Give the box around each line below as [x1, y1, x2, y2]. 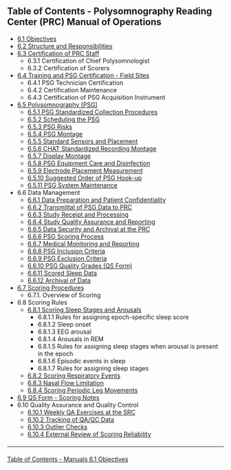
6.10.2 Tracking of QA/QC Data [27, 415, 115, 423]
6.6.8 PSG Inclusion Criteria [27, 247, 105, 255]
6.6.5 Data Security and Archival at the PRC [27, 225, 151, 233]
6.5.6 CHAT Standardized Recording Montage [27, 144, 157, 152]
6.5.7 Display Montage [27, 152, 91, 160]
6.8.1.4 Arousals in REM [37, 334, 104, 343]
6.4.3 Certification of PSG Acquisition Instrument [27, 93, 166, 101]
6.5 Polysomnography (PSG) [16, 100, 98, 109]
